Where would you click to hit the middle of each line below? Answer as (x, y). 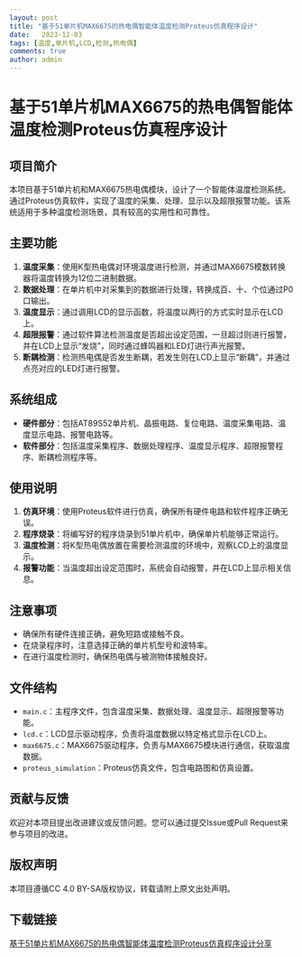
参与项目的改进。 (41, 833)
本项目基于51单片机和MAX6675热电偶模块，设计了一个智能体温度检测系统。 (150, 189)
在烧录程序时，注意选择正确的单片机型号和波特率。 (117, 645)
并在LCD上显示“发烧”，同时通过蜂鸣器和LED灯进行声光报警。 (136, 345)
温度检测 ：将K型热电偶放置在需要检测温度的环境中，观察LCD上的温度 (151, 545)
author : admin (36, 60)
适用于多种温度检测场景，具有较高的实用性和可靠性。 (115, 212)
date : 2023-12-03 (46, 34)
